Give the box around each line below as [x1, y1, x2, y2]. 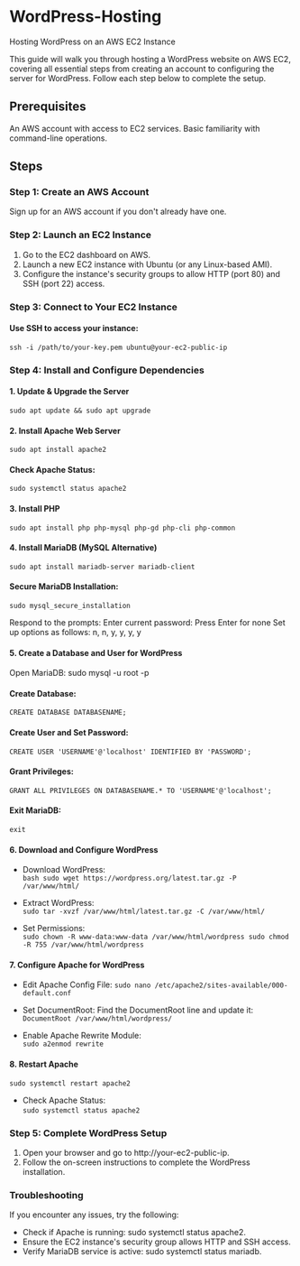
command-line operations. [9, 133, 108, 143]
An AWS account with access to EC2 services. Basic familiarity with [9, 123, 260, 134]
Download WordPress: [22, 864, 106, 875]
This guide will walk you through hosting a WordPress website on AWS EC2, [9, 53, 291, 64]
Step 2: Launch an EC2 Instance [9, 228, 151, 241]
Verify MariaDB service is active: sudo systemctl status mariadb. [22, 1246, 262, 1257]
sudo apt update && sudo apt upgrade [9, 406, 151, 415]
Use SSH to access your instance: [9, 323, 139, 334]
